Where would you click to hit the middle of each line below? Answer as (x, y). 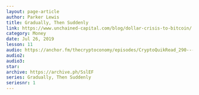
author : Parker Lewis (33, 17)
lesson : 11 (20, 45)
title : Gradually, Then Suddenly (47, 22)
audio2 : (16, 55)
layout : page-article (33, 12)
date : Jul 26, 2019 (30, 39)
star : (13, 66)
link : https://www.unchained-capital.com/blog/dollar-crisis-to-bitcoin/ (99, 28)
